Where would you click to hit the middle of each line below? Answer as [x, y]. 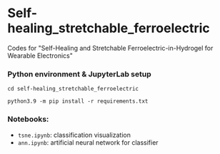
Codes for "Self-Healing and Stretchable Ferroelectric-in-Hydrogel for [110, 48]
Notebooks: [28, 119]
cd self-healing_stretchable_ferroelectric [73, 89]
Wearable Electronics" [40, 56]
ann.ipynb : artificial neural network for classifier [88, 142]
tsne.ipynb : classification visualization [74, 135]
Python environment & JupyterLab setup [79, 74]
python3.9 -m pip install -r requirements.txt [78, 101]
